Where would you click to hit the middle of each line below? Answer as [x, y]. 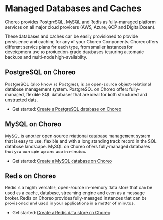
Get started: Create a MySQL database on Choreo [62, 161]
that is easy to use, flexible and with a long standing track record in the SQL [81, 141]
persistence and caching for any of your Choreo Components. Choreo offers [82, 41]
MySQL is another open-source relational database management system [78, 136]
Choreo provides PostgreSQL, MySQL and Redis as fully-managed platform [80, 22]
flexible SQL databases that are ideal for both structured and [87, 94]
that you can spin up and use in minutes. [46, 152]
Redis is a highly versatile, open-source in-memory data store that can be [79, 188]
